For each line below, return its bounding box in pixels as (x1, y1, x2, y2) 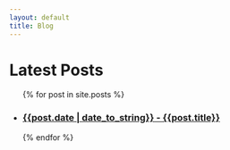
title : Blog (9, 21, 54, 30)
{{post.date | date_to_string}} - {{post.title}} (21, 112, 221, 124)
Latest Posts (9, 60, 104, 80)
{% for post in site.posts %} (21, 89, 125, 100)
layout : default (9, 12, 70, 22)
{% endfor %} (21, 131, 74, 143)
